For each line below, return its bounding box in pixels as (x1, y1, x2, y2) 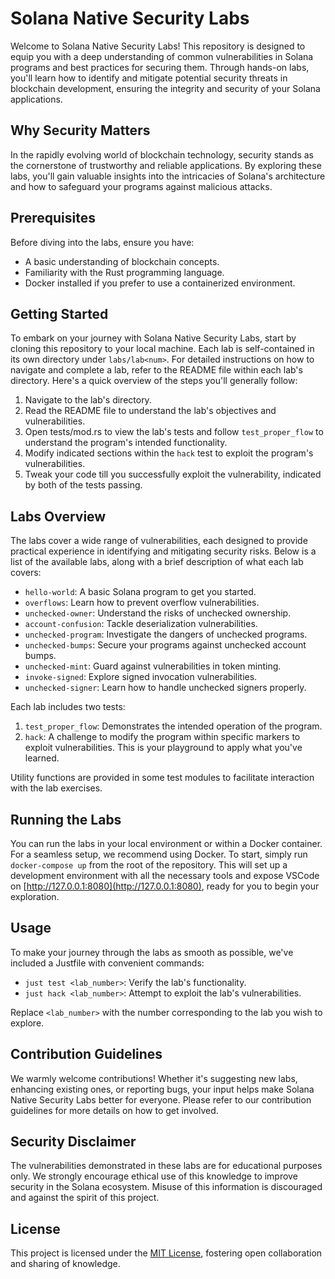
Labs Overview (10, 508, 107, 525)
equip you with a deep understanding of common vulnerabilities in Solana (10, 50, 314, 62)
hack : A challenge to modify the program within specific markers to (24, 731, 301, 743)
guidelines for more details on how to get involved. (10, 1104, 219, 1116)
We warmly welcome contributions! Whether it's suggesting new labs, (10, 1072, 298, 1084)
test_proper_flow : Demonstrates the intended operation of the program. (24, 720, 323, 732)
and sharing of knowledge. (10, 1258, 121, 1270)
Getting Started (10, 305, 109, 322)
